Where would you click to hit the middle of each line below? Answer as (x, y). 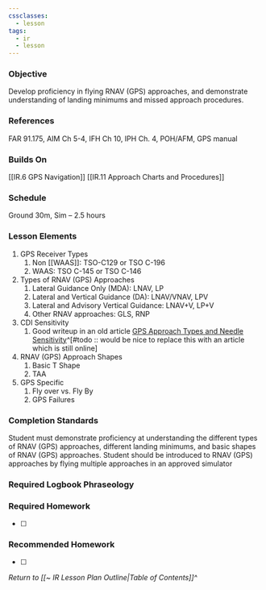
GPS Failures (53, 399)
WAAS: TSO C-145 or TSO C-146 (87, 271)
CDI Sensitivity (44, 322)
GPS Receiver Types (54, 254)
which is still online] (65, 348)
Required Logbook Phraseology (71, 484)
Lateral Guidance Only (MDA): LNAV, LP (98, 288)
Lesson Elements (43, 236)
